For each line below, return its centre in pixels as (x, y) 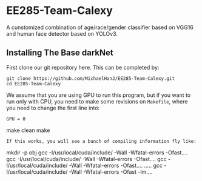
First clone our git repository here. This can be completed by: (83, 67)
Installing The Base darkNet (60, 53)
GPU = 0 (16, 119)
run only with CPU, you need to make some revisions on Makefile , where (97, 101)
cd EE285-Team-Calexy (34, 84)
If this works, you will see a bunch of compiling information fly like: (102, 141)
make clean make (28, 130)
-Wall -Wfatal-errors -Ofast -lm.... (111, 172)
